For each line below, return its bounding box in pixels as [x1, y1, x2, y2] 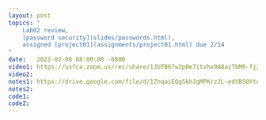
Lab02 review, [22, 26, 69, 34]
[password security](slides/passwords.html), [22, 33, 176, 42]
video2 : [8, 70, 34, 78]
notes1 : [8, 77, 34, 85]
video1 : [8, 63, 34, 71]
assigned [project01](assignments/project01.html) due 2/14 [22, 41, 225, 49]
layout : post [8, 11, 51, 20]
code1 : [8, 92, 30, 100]
